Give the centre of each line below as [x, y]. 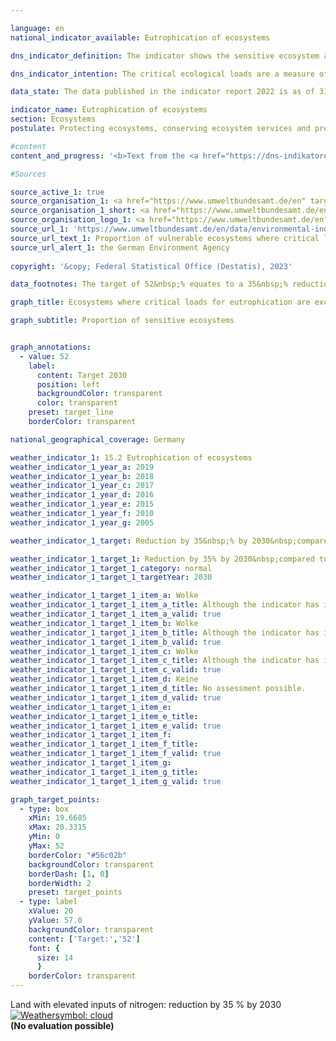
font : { [44, 948]
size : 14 [55, 957]
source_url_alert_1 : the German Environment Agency [120, 247]
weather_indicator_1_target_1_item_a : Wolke [104, 596]
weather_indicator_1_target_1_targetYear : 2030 [111, 577]
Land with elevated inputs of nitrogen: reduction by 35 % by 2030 [146, 1004]
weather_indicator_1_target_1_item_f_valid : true [116, 754]
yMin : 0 [44, 837]
